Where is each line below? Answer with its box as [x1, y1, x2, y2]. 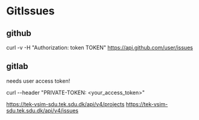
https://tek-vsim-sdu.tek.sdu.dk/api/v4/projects [6, 100, 125, 107]
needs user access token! [6, 77, 71, 85]
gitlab [6, 61, 28, 71]
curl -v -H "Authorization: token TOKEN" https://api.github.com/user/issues [6, 44, 193, 51]
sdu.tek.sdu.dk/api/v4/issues [6, 107, 78, 114]
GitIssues [6, 4, 55, 18]
